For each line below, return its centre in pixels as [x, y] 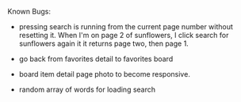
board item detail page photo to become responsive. [105, 74]
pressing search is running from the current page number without [126, 26]
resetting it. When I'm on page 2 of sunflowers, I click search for [124, 35]
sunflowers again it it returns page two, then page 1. [104, 43]
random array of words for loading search [87, 89]
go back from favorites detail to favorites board [96, 59]
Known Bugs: [29, 11]
